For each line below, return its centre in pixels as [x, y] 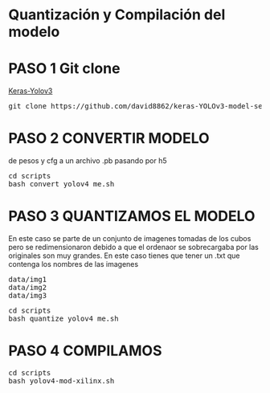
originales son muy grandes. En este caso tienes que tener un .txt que [124, 256]
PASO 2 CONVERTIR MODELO [109, 139]
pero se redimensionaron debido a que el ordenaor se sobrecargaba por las [133, 247]
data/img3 [27, 295]
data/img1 [27, 279]
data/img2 [27, 287]
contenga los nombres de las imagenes [74, 264]
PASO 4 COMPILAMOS [85, 351]
